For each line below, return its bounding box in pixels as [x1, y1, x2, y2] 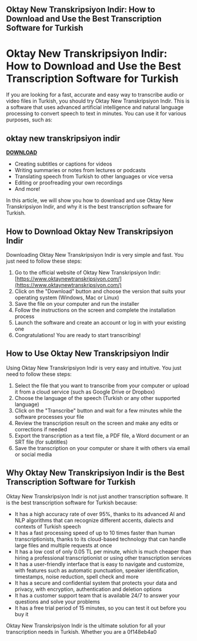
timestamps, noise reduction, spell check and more [14, 573, 139, 580]
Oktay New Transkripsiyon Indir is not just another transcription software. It [6, 493, 188, 500]
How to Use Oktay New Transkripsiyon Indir [6, 349, 169, 359]
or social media [14, 451, 52, 458]
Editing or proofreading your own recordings [14, 179, 123, 186]
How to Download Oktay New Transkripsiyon [6, 226, 173, 236]
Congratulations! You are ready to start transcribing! [14, 331, 141, 338]
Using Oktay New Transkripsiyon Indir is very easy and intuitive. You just [6, 364, 182, 371]
